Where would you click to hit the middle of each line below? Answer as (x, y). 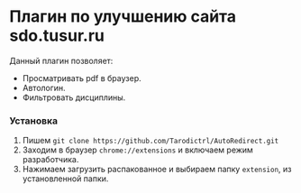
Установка (34, 121)
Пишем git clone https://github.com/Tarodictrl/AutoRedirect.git (150, 141)
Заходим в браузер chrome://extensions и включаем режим (138, 150)
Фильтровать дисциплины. (74, 97)
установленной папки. (65, 179)
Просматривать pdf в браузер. (82, 78)
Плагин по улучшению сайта (123, 17)
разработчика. (50, 160)
